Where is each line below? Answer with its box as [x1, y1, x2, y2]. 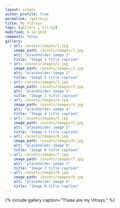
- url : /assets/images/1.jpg [9, 43, 69, 48]
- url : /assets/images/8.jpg [9, 170, 69, 175]
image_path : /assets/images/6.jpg [14, 138, 84, 144]
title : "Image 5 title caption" [14, 130, 79, 134]
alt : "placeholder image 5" [14, 125, 70, 130]
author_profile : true [5, 12, 49, 17]
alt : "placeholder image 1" [14, 52, 70, 57]
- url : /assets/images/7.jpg [9, 152, 69, 157]
